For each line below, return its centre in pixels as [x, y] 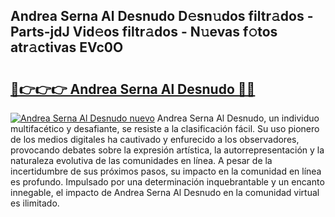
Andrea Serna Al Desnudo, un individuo [238, 118]
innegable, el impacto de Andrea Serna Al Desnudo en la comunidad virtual [165, 192]
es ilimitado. [35, 203]
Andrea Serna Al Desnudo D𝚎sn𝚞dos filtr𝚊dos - [162, 16]
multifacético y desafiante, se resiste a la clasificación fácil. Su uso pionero [165, 128]
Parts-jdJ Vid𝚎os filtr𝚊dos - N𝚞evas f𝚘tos [144, 32]
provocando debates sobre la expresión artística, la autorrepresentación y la [167, 150]
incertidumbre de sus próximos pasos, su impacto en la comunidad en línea [166, 171]
